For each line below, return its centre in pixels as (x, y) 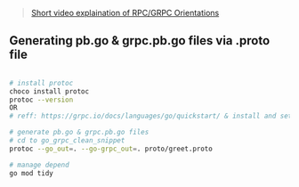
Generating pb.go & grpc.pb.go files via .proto (140, 41)
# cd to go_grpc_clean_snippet (67, 141)
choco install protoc (49, 91)
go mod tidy (31, 173)
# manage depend (39, 165)
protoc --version (41, 100)
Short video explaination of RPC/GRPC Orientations (125, 13)
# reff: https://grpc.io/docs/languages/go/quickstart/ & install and (143, 116)
